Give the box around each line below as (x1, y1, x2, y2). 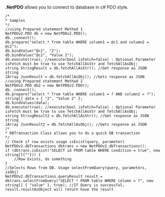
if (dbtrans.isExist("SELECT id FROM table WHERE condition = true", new (5, 148, 161, 153)
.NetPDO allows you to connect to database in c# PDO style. (5, 4, 128, 10)
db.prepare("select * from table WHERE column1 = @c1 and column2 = (5, 40, 149, 45)
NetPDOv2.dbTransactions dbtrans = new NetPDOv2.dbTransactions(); (5, 144, 147, 148)
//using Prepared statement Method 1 (5, 27, 83, 32)
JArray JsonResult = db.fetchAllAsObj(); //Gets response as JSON (5, 74, 145, 79)
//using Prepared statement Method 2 (5, 79, 83, 84)
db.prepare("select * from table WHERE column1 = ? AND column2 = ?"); (5, 92, 156, 97)
